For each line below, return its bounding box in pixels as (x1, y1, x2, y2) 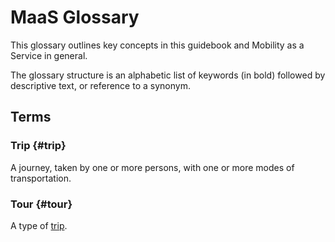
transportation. (10, 172, 72, 184)
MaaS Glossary (10, 6, 140, 29)
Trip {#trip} (10, 139, 67, 153)
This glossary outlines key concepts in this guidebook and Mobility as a (10, 39, 305, 51)
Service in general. (10, 49, 88, 61)
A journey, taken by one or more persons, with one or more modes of (10, 161, 295, 173)
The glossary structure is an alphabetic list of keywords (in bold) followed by (10, 69, 326, 81)
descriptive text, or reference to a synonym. (10, 79, 191, 91)
